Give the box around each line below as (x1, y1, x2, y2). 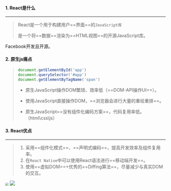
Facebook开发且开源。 (5, 43, 53, 49)
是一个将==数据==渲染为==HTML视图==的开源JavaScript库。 (17, 33, 149, 39)
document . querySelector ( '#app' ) (17, 72, 87, 77)
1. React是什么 (5, 5, 36, 11)
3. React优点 (5, 127, 32, 133)
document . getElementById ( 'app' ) (17, 68, 87, 73)
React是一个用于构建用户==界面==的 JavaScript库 (17, 22, 122, 28)
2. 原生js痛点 (5, 56, 33, 62)
